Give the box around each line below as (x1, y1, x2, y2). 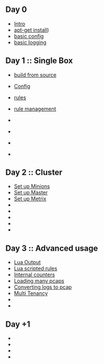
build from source (13, 71, 57, 78)
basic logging (13, 39, 47, 46)
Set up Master (13, 189, 48, 196)
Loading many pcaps (13, 278, 64, 285)
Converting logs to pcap (13, 283, 72, 291)
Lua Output (13, 259, 41, 266)
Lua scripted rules (13, 265, 58, 272)
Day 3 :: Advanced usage (5, 243, 98, 253)
